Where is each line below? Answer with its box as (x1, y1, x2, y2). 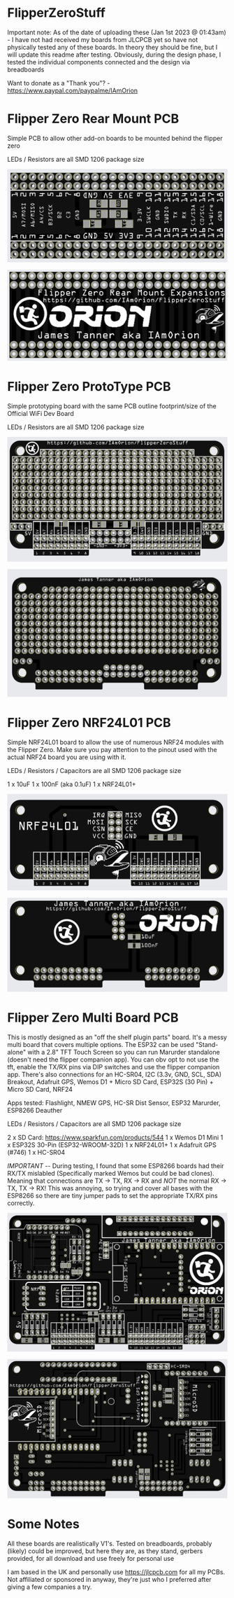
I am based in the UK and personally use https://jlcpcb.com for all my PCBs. (7, 1568, 226, 1576)
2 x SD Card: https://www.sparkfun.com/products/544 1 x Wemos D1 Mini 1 (7, 1133, 224, 1141)
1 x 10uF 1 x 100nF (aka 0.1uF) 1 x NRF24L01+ (7, 779, 136, 788)
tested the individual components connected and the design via (7, 57, 191, 66)
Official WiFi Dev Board (7, 410, 75, 418)
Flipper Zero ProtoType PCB (7, 379, 171, 395)
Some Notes (7, 1516, 80, 1532)
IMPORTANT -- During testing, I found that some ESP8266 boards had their (7, 1161, 225, 1170)
